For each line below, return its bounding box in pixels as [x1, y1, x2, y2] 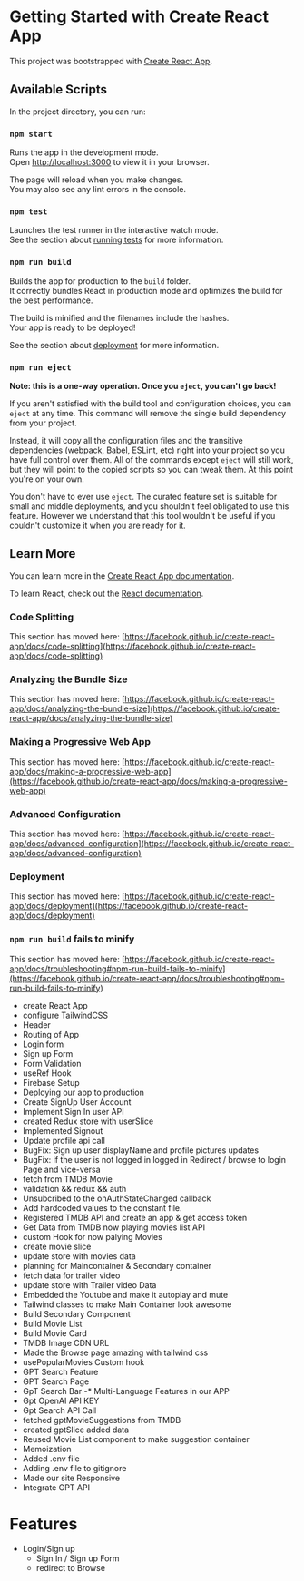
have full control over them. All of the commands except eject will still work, [9, 454, 294, 464]
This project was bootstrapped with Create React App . [9, 55, 213, 66]
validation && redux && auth [22, 1183, 127, 1194]
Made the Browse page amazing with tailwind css [22, 1347, 209, 1358]
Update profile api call [22, 1135, 106, 1146]
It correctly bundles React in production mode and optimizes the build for [9, 285, 283, 296]
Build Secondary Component [22, 1308, 132, 1319]
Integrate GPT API [22, 1481, 91, 1493]
